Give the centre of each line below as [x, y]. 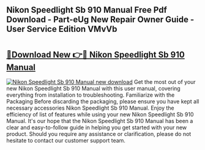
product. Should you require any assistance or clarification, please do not [99, 134]
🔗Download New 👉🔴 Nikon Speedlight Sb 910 [95, 54]
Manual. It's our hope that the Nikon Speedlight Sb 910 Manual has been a [100, 121]
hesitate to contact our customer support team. [66, 141]
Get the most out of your [165, 82]
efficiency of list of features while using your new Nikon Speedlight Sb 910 [100, 114]
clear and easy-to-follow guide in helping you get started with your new [97, 127]
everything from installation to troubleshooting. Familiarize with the [91, 95]
